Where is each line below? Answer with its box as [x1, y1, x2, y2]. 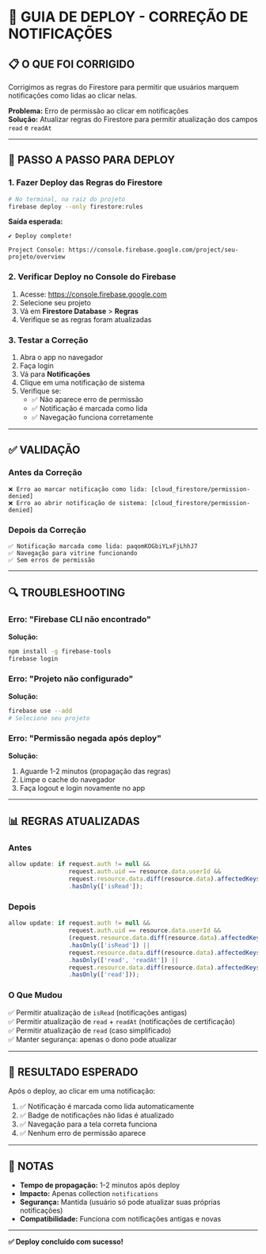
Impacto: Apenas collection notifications [19, 1189, 158, 1198]
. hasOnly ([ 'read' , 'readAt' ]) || [68, 956, 179, 964]
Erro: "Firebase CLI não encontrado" [8, 614, 152, 625]
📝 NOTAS [8, 1159, 54, 1173]
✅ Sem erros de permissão [8, 556, 95, 565]
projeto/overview [8, 253, 66, 261]
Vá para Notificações [19, 370, 91, 379]
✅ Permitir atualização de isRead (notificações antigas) [8, 1007, 188, 1017]
